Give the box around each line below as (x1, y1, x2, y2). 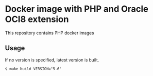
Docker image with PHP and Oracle (5, 3, 149, 15)
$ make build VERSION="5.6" (5, 66, 62, 71)
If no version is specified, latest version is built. (5, 57, 99, 63)
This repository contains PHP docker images (5, 30, 94, 36)
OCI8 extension (5, 14, 69, 25)
